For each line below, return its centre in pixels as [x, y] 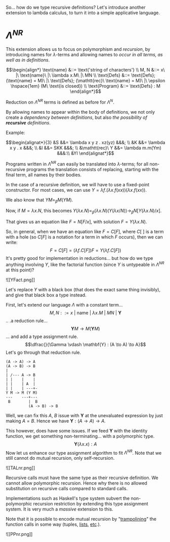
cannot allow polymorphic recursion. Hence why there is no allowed [76, 483]
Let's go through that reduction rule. [44, 352]
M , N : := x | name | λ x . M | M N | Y [86, 313]
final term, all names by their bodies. [44, 175]
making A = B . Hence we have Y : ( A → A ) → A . [56, 421]
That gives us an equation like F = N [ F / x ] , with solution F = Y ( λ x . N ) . [76, 222]
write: [12, 243]
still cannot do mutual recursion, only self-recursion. [60, 458]
